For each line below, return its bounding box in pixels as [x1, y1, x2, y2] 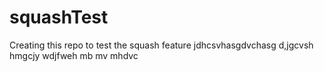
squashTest [9, 6, 109, 29]
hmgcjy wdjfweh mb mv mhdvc [9, 49, 139, 61]
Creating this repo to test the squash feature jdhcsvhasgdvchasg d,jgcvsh [9, 39, 314, 51]
